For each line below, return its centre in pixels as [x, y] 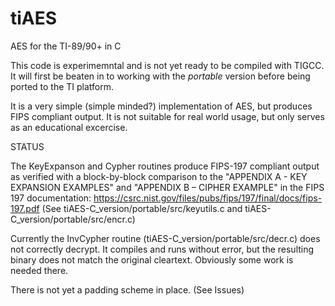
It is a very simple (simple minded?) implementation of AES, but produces [161, 106]
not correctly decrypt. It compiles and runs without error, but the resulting [162, 249]
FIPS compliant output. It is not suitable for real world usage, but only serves [167, 116]
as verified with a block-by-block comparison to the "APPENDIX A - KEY [159, 176]
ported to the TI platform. [62, 86]
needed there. [39, 270]
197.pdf [25, 208]
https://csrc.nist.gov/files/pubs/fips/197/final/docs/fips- [208, 198]
